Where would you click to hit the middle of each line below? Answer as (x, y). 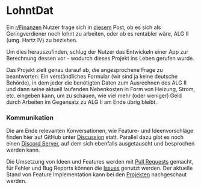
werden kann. (23, 150)
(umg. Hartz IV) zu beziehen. (42, 40)
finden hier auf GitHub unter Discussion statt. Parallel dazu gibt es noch (95, 137)
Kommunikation (30, 117)
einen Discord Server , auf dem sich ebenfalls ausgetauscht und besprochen (100, 144)
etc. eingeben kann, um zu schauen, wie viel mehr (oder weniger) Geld (94, 95)
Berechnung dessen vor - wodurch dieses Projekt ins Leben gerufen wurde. (100, 58)
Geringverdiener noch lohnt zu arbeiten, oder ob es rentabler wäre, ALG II (97, 33)
